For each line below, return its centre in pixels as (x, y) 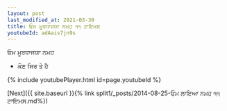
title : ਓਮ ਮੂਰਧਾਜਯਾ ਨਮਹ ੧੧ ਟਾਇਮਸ (54, 26)
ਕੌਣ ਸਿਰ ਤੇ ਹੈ (33, 66)
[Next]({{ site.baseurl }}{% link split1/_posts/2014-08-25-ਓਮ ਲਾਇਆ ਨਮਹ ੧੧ (114, 93)
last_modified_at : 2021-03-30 (51, 20)
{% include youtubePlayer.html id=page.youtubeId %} (84, 80)
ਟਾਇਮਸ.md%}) (28, 101)
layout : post (26, 13)
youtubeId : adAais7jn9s (42, 33)
